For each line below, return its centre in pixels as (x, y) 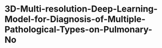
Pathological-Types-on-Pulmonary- (79, 30)
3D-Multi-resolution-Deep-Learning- (81, 9)
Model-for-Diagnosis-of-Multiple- (75, 19)
